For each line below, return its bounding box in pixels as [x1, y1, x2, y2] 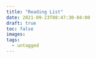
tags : [6, 37, 20, 43]
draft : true [6, 20, 36, 26]
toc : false [6, 25, 34, 32]
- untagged [11, 43, 39, 49]
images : [6, 31, 26, 37]
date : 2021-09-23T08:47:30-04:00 [6, 14, 91, 21]
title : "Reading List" [6, 8, 63, 15]
